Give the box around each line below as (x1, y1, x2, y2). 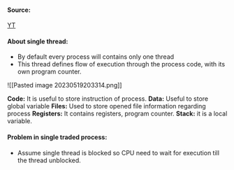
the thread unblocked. (17, 156, 82, 164)
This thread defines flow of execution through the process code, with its (17, 60, 226, 69)
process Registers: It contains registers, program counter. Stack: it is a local (7, 109, 228, 118)
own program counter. (17, 67, 82, 76)
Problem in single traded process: (7, 133, 108, 141)
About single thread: (7, 37, 68, 45)
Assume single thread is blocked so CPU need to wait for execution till (17, 148, 220, 157)
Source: (7, 6, 31, 14)
